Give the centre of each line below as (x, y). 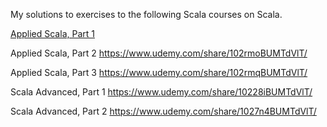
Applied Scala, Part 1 (52, 33)
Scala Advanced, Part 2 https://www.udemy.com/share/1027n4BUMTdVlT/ (163, 111)
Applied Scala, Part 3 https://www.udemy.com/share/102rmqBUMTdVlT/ (159, 72)
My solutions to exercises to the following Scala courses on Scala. (146, 14)
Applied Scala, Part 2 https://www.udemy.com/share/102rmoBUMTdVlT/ (159, 53)
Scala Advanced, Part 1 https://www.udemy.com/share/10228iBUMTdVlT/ (161, 92)
